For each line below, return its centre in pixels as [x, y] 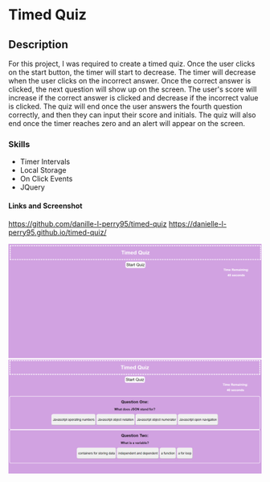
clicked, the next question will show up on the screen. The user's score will [133, 89]
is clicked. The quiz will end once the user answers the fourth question [125, 106]
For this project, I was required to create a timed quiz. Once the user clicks [132, 63]
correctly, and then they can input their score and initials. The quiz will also [132, 115]
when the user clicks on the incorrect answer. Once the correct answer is [130, 81]
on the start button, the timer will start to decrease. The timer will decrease [132, 72]
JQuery [33, 187]
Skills [19, 144]
